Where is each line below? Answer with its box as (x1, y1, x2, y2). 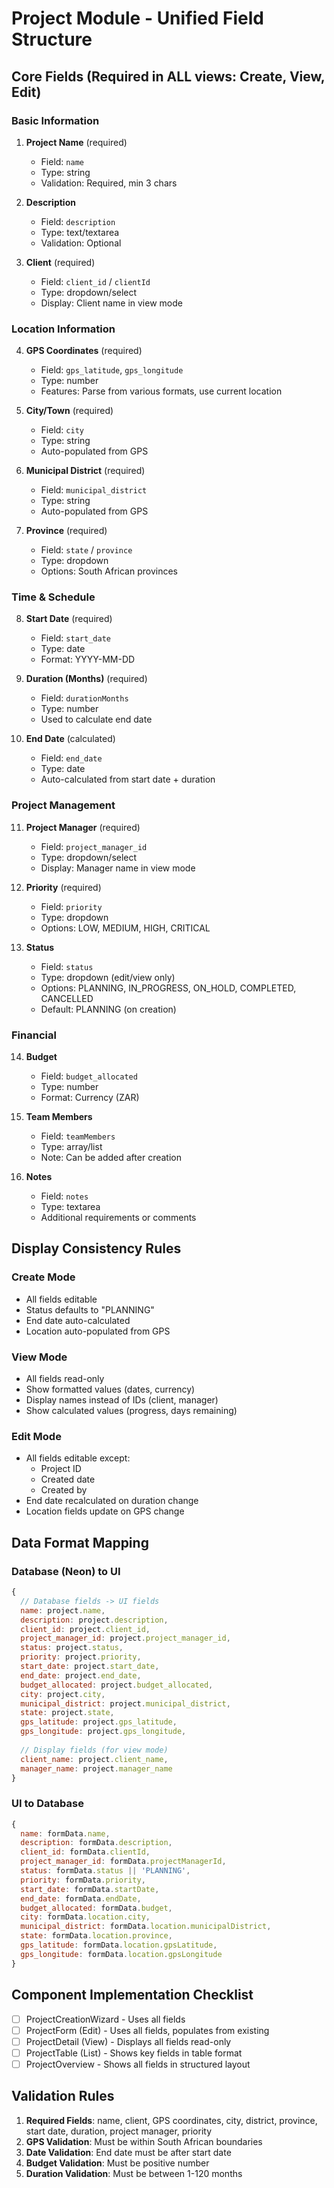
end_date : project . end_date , (20, 1670, 142, 1681)
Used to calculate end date (40, 713, 153, 726)
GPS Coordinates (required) (25, 345, 143, 357)
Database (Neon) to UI (11, 1564, 121, 1578)
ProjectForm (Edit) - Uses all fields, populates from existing (25, 2024, 270, 2036)
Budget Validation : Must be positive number (25, 2157, 210, 2169)
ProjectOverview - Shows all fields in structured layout (25, 2058, 251, 2070)
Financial (11, 1028, 57, 1042)
